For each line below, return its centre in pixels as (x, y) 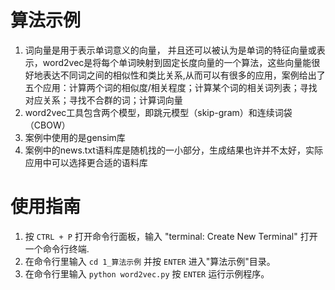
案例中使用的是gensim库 (75, 137)
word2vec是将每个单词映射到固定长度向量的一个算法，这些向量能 (177, 62)
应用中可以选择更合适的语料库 (86, 162)
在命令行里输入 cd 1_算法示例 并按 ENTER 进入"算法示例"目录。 (150, 261)
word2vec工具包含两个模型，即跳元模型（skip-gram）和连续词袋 (158, 112)
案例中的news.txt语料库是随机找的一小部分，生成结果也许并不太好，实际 (173, 150)
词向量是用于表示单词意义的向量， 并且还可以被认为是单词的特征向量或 (170, 50)
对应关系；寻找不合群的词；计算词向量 (103, 100)
